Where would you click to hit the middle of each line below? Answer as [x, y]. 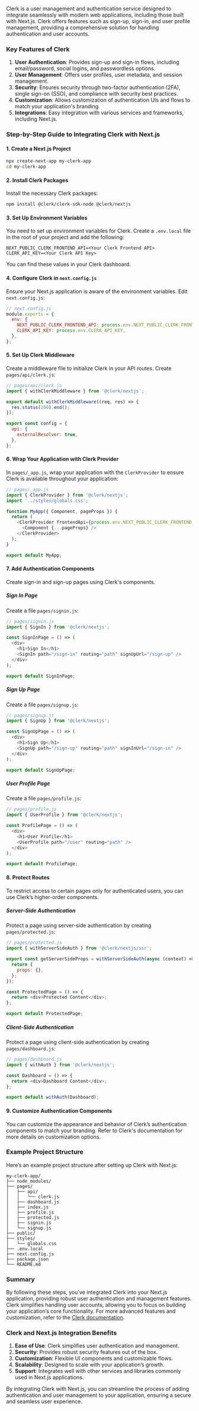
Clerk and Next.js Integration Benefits [62, 1333]
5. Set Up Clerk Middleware [41, 355]
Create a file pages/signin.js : [42, 610]
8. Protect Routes [28, 877]
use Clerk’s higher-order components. [53, 897]
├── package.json [28, 1259]
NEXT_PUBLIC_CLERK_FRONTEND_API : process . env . [75, 325]
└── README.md [24, 1264]
